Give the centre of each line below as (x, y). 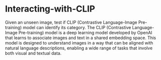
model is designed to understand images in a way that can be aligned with (79, 43)
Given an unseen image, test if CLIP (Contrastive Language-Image (71, 22)
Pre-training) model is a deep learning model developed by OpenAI (86, 32)
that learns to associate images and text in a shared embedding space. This (80, 38)
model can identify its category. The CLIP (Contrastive (77, 27)
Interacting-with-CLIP (50, 9)
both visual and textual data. (33, 53)
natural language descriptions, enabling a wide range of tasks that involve (79, 48)
